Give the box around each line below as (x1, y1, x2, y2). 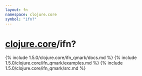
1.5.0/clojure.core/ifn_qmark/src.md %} (5, 65, 86, 71)
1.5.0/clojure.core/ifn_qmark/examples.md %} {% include (5, 60, 123, 66)
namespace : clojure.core (5, 12, 57, 17)
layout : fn (5, 7, 28, 12)
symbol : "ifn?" (5, 16, 37, 21)
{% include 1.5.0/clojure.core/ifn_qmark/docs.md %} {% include (5, 54, 137, 60)
